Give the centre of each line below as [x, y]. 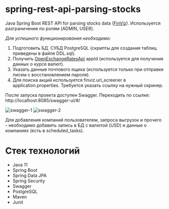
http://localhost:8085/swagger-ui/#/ [43, 100]
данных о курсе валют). [38, 64]
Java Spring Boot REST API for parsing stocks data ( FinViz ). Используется [83, 23]
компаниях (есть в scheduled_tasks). [45, 130]
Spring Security [29, 181]
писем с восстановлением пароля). [51, 74]
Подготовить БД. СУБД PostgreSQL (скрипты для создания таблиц [84, 48]
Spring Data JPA [30, 175]
